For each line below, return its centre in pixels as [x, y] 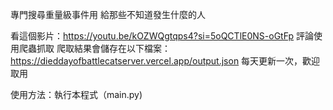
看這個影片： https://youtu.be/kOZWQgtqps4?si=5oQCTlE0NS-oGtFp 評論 [162, 36]
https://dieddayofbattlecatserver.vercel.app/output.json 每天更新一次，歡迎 [165, 61]
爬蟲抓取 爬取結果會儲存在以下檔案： [94, 48]
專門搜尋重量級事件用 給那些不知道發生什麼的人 [108, 14]
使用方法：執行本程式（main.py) [76, 94]
